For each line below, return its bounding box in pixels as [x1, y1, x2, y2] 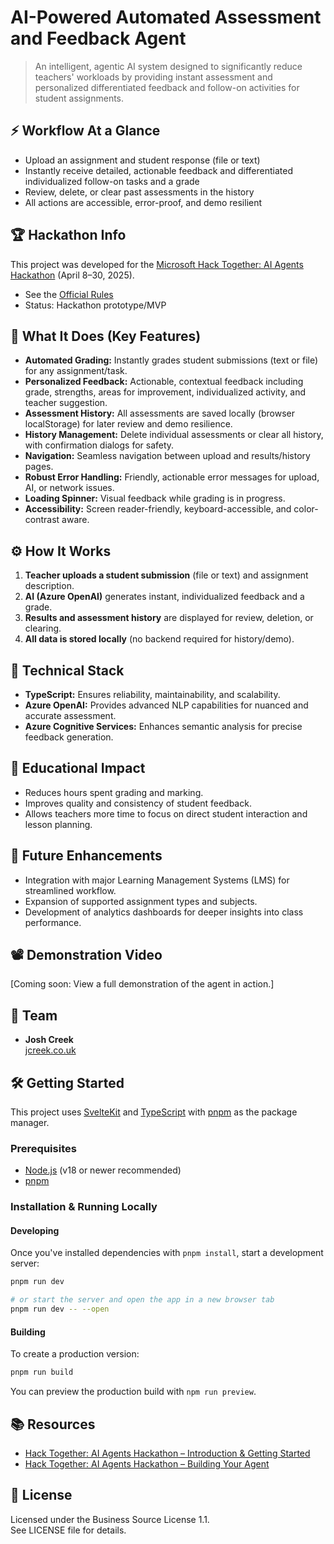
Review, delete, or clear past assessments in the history [24, 186, 255, 198]
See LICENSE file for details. [10, 1524, 127, 1536]
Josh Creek [24, 1034, 74, 1046]
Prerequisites [10, 1141, 77, 1155]
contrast [24, 514, 60, 526]
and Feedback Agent [10, 27, 187, 50]
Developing [10, 1224, 60, 1236]
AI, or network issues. [24, 482, 115, 494]
